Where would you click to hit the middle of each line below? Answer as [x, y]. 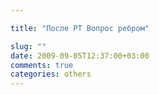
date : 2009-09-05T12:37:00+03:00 [80, 56]
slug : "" [28, 46]
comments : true [42, 65]
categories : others [51, 74]
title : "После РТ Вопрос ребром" [80, 28]
